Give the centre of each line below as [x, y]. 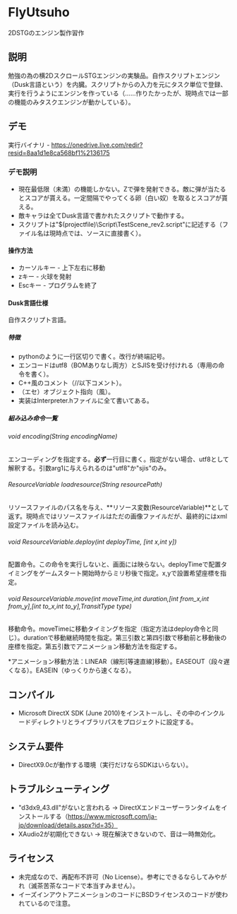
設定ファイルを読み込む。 [45, 525]
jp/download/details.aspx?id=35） [68, 825]
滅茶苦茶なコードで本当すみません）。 [85, 885]
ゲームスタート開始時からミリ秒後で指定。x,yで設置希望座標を [129, 574]
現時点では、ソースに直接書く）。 [97, 233]
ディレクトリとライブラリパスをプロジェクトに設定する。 [114, 722]
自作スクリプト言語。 [39, 320]
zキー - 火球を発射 [45, 277]
